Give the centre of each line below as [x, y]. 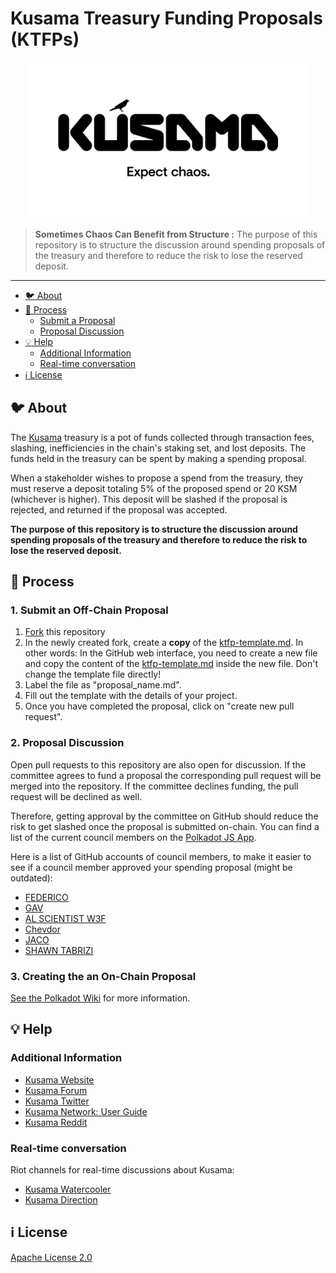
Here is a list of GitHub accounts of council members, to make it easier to [161, 856]
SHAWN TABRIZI [59, 950]
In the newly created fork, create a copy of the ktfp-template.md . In [164, 643]
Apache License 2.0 [51, 1257]
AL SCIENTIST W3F [65, 918]
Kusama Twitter [57, 1101]
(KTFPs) [45, 39]
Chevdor [43, 929]
